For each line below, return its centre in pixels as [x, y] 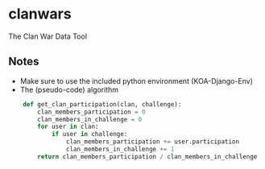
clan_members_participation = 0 [92, 112]
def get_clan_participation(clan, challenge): [102, 104]
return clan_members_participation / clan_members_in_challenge [147, 157]
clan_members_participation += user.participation [153, 142]
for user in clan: [68, 127]
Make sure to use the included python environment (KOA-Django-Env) [137, 80]
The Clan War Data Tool [48, 36]
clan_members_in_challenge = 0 [90, 119]
